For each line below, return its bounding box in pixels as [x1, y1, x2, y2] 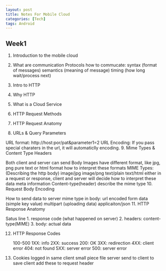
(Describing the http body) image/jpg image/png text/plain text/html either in [5, 170, 162, 176]
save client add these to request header [12, 260, 94, 266]
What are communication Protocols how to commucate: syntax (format [12, 62, 157, 68]
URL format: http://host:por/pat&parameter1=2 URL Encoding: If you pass [5, 139, 155, 146]
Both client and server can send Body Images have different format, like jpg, [5, 160, 161, 166]
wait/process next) [12, 73, 51, 79]
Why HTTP [12, 92, 35, 98]
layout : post [5, 7, 33, 12]
